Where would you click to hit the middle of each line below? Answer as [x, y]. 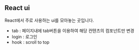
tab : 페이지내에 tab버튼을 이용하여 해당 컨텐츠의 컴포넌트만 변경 [73, 31]
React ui [17, 8]
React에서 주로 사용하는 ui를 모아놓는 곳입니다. [49, 20]
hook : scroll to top [31, 42]
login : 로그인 [24, 36]
